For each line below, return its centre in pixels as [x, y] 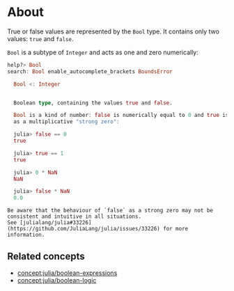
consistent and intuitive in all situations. [74, 217]
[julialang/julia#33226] [56, 223]
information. [26, 235]
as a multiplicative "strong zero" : [67, 122]
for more [175, 229]
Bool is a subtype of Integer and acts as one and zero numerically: [103, 52]
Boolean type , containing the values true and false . [93, 103]
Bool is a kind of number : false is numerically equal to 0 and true [116, 116]
